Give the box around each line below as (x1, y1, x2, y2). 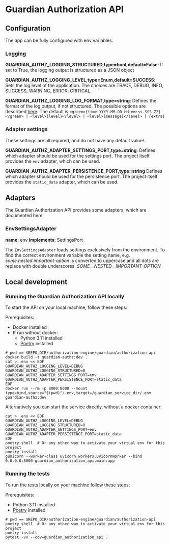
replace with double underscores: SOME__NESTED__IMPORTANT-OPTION (5, 263, 161, 269)
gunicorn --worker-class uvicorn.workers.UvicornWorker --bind (5, 454, 143, 459)
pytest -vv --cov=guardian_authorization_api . (5, 534, 108, 540)
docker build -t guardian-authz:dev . (5, 355, 88, 360)
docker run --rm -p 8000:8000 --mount (5, 386, 88, 391)
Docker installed (12, 324, 47, 330)
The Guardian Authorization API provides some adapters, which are (5, 207, 147, 213)
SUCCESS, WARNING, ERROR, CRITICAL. (5, 88, 92, 94)
